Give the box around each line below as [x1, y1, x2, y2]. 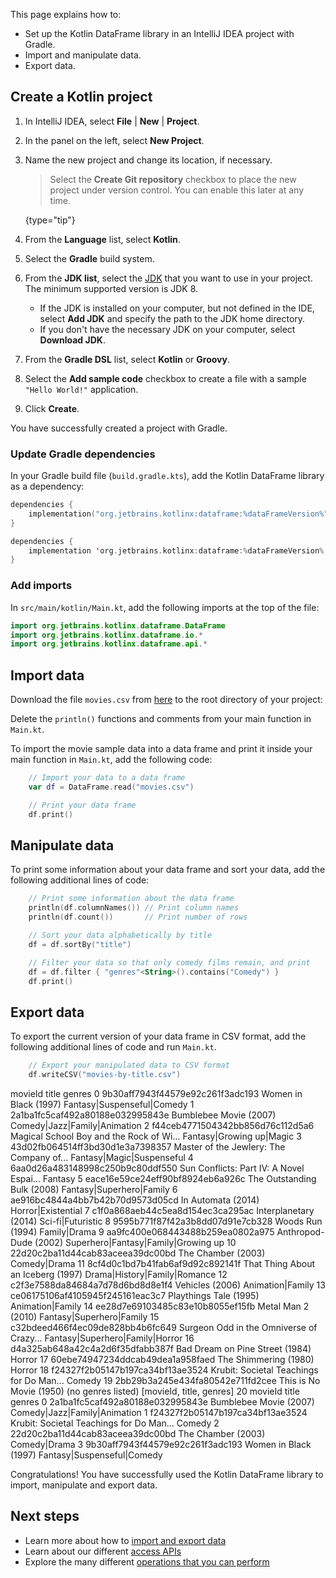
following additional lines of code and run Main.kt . [10, 1041, 217, 1053]
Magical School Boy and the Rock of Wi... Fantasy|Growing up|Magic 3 [10, 1130, 302, 1142]
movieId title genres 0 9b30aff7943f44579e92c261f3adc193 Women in [10, 1087, 303, 1099]
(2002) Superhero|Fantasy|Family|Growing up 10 [34, 1236, 237, 1248]
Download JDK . [39, 334, 106, 346]
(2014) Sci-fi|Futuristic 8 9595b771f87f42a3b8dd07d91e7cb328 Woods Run [10, 1215, 323, 1227]
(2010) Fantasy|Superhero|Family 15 [10, 1310, 160, 1323]
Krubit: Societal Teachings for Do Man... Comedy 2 [10, 1417, 220, 1429]
